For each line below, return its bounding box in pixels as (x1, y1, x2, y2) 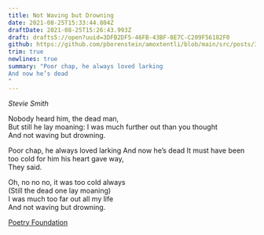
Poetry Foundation (8, 217, 68, 227)
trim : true (8, 48, 44, 56)
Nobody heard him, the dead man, (8, 114, 119, 123)
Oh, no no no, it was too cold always (8, 177, 126, 186)
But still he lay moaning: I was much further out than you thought (8, 122, 218, 132)
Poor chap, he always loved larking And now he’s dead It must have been (8, 146, 245, 155)
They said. (8, 162, 42, 172)
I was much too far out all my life (8, 193, 114, 204)
